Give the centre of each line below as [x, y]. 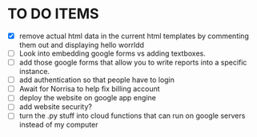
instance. [34, 72]
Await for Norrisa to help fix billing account [90, 89]
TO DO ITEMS [53, 14]
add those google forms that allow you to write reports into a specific [133, 63]
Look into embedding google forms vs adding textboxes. [112, 53]
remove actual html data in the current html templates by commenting [134, 36]
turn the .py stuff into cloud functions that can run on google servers [132, 115]
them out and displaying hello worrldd [82, 45]
